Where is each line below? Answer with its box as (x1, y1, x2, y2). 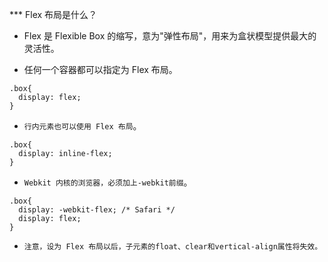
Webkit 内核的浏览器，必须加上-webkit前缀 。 (23, 176, 193, 188)
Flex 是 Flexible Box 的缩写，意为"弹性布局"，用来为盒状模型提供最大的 (23, 30, 317, 42)
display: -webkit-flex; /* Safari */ (18, 205, 176, 215)
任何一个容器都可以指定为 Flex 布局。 (23, 64, 178, 75)
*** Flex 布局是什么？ (9, 9, 98, 20)
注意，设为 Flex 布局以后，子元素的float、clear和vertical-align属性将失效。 (23, 242, 323, 252)
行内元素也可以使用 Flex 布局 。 (23, 120, 142, 132)
